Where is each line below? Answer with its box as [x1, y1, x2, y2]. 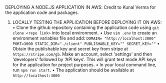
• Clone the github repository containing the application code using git [12, 24, 159, 30]
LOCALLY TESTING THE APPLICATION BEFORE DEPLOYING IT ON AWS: [12, 19, 162, 25]
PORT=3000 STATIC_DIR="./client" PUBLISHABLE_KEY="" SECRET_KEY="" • [12, 40, 160, 46]
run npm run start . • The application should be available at [12, 67, 134, 73]
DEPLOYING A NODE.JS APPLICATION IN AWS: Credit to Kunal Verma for [5, 4, 156, 10]
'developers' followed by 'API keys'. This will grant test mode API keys [12, 56, 156, 62]
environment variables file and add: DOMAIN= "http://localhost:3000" [12, 35, 156, 41]
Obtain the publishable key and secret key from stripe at [12, 46, 128, 51]
